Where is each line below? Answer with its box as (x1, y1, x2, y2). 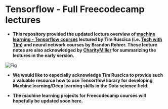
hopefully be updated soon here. (12, 97, 83, 104)
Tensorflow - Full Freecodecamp (5, 4, 145, 15)
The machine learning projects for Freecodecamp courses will (12, 92, 146, 98)
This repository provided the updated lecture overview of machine (12, 31, 156, 37)
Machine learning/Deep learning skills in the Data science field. (12, 82, 149, 89)
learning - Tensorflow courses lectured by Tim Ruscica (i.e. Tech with (12, 36, 162, 42)
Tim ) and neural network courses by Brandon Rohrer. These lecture (12, 41, 158, 47)
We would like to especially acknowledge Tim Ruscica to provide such (12, 72, 163, 78)
